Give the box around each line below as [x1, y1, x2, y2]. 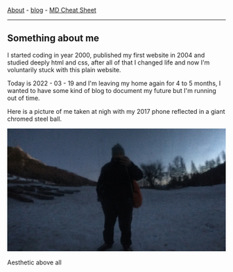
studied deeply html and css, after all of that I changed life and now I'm [7, 58, 210, 67]
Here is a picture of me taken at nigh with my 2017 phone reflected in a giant [7, 107, 225, 115]
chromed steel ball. [7, 114, 62, 123]
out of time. [7, 94, 40, 102]
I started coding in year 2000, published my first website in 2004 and [7, 51, 205, 59]
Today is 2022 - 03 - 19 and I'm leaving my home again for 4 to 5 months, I [7, 79, 221, 87]
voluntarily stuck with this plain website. [7, 65, 121, 74]
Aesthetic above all [7, 258, 62, 266]
